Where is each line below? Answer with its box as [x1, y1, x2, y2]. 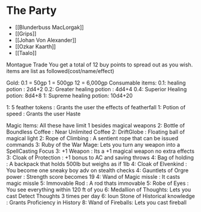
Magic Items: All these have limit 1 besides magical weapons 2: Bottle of [6, 121, 185, 129]
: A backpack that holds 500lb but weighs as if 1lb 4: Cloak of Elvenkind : [6, 160, 187, 167]
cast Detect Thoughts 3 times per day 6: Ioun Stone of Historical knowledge [6, 192, 195, 199]
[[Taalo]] [14, 49, 37, 56]
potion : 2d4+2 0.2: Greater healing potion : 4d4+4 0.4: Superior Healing [6, 85, 187, 92]
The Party [6, 4, 57, 18]
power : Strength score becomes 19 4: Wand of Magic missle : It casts [6, 173, 180, 180]
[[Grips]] [14, 30, 37, 37]
